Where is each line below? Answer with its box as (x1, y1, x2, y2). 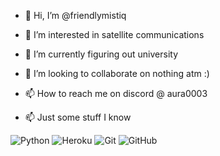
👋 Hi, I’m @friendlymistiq (24, 10, 127, 21)
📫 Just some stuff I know (24, 111, 132, 123)
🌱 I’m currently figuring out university (24, 48, 179, 60)
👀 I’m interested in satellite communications (24, 29, 205, 40)
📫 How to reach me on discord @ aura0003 (24, 88, 208, 99)
